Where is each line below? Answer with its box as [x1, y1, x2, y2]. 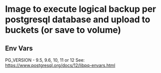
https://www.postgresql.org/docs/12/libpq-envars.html [5, 63, 115, 68]
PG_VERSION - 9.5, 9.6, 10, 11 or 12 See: [5, 57, 85, 63]
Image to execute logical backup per [5, 3, 156, 15]
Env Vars [5, 44, 33, 52]
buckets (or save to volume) [5, 25, 121, 36]
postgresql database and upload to [5, 14, 151, 25]
